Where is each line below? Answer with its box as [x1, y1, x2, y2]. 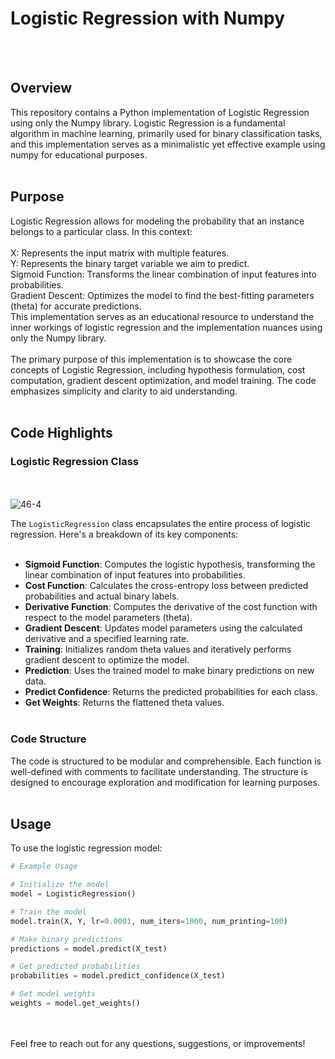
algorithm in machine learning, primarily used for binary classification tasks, [10, 127, 323, 139]
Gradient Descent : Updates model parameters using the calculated [24, 622, 303, 634]
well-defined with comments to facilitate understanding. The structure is [10, 765, 308, 777]
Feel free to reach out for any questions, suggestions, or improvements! [10, 1037, 306, 1049]
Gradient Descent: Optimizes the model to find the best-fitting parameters [10, 289, 315, 301]
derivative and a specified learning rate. [24, 633, 190, 645]
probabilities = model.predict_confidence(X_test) [10, 971, 226, 981]
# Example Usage [10, 862, 78, 872]
